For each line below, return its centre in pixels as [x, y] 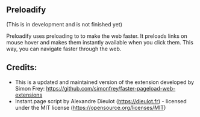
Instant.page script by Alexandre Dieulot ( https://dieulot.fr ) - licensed [101, 101]
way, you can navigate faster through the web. [64, 49]
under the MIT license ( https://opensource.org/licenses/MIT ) [90, 107]
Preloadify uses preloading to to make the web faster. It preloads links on [97, 36]
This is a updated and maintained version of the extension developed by [105, 82]
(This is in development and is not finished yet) [64, 24]
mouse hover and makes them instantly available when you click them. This [100, 42]
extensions [29, 95]
